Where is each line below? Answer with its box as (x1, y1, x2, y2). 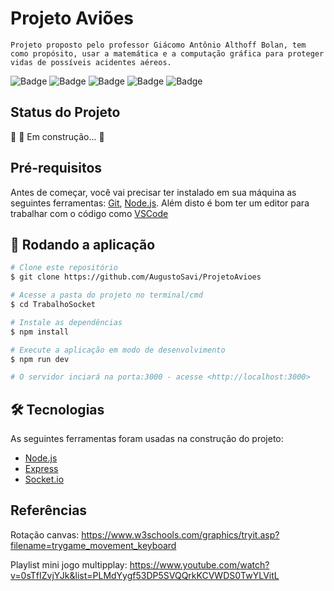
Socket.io (24, 473, 65, 486)
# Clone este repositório (10, 263, 118, 273)
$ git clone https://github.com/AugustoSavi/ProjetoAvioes (10, 272, 262, 282)
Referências (10, 502, 88, 519)
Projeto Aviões (10, 7, 134, 30)
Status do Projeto (10, 104, 121, 121)
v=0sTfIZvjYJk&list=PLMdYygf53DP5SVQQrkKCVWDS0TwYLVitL (10, 569, 280, 581)
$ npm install (10, 327, 70, 337)
